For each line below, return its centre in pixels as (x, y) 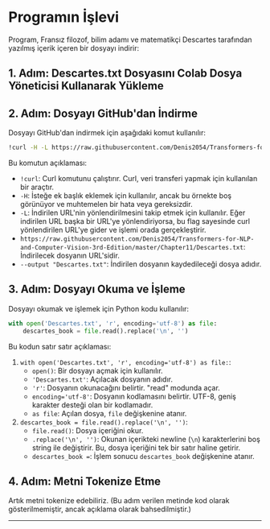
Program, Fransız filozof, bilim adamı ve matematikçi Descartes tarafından (130, 39)
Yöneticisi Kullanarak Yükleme (86, 86)
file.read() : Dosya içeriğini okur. (88, 430)
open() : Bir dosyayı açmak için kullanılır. (97, 370)
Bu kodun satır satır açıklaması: (60, 346)
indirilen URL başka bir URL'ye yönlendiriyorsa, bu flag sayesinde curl (135, 221)
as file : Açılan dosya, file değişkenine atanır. (109, 413)
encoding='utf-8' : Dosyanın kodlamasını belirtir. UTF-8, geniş (134, 396)
